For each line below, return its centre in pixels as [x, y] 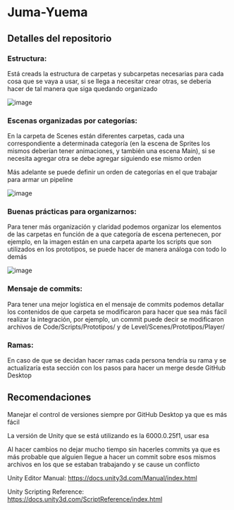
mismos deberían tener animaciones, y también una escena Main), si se [111, 151]
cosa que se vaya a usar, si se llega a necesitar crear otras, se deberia [109, 81]
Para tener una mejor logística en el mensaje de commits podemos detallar [116, 304]
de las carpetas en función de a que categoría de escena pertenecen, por [115, 234]
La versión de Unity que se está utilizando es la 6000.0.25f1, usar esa [108, 435]
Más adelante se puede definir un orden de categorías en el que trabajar [112, 172]
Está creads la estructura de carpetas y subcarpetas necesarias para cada [116, 73]
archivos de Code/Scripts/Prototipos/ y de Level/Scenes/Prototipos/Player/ [116, 327]
